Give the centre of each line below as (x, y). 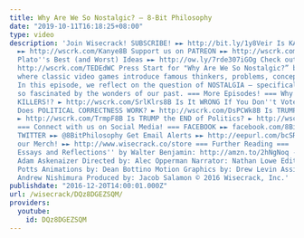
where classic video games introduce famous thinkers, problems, (143, 77)
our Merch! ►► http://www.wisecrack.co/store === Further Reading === (153, 144)
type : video (32, 34)
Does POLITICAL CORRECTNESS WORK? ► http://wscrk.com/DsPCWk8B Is (145, 110)
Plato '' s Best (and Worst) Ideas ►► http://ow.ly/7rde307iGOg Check (149, 60)
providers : (30, 203)
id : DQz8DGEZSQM (57, 219)
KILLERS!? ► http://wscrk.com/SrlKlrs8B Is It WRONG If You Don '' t (147, 102)
